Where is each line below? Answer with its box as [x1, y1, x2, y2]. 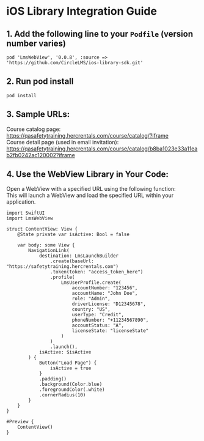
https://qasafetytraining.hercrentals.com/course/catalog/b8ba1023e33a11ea [6, 145, 198, 152]
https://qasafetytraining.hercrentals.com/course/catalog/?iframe [6, 132, 169, 139]
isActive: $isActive [38, 349, 92, 355]
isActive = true [49, 365, 92, 371]
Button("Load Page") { [38, 360, 97, 366]
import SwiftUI [6, 210, 45, 217]
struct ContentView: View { [6, 226, 78, 232]
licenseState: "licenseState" [71, 328, 149, 334]
